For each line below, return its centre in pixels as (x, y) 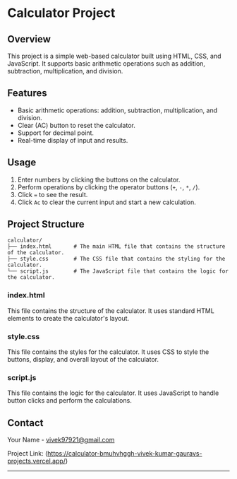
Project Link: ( (28, 454)
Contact (25, 423)
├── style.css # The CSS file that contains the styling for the (116, 259)
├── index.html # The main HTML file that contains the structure (116, 247)
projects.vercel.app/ (36, 461)
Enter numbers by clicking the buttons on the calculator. (99, 179)
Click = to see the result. (53, 194)
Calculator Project (61, 13)
